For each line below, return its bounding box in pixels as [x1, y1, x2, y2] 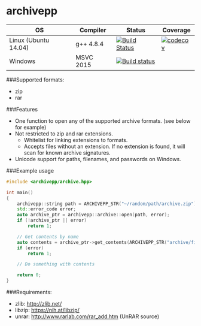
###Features [6, 105, 38, 113]
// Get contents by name [17, 234, 79, 240]
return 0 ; [17, 272, 42, 278]
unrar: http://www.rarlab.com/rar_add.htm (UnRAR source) [14, 313, 160, 320]
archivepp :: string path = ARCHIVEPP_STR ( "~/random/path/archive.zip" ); [17, 201, 199, 207]
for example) [14, 123, 47, 131]
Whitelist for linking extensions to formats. [23, 136, 128, 143]
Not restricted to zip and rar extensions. [14, 130, 114, 137]
